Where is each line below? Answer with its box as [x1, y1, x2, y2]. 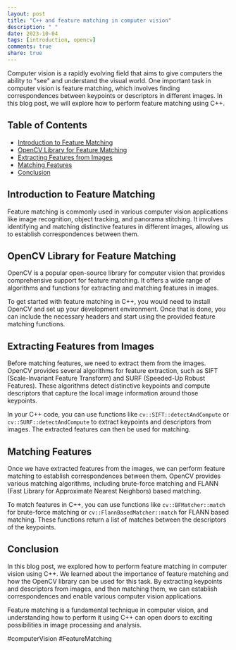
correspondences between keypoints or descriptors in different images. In [7, 91, 223, 99]
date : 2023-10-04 [7, 30, 58, 37]
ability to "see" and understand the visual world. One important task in [7, 76, 211, 85]
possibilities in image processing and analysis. [7, 620, 142, 629]
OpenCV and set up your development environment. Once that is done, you [7, 305, 226, 314]
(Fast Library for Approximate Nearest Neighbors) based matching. [7, 486, 202, 495]
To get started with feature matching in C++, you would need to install [7, 298, 211, 306]
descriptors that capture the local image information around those [7, 389, 199, 398]
